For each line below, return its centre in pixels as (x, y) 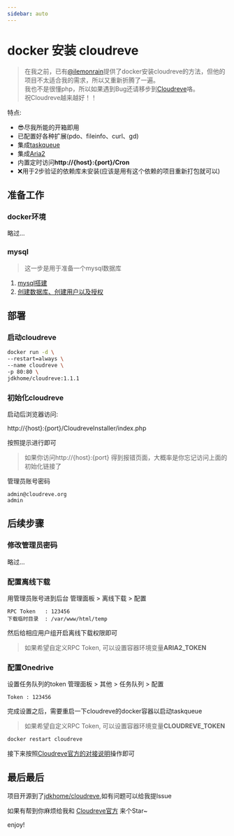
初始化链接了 (43, 466)
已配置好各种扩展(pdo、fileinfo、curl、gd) (78, 136)
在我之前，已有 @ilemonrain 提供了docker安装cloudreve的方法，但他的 (125, 71)
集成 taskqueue (39, 145)
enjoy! (16, 824)
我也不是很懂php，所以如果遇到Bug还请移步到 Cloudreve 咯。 (111, 89)
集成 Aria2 (31, 153)
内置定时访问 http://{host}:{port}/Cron (73, 162)
